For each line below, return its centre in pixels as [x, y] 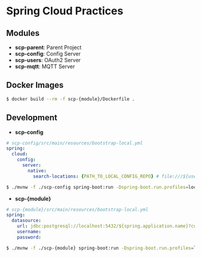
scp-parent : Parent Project [48, 47]
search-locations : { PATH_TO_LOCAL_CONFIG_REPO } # [96, 176]
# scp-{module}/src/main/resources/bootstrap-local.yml [77, 209]
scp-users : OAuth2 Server [48, 60]
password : [29, 237]
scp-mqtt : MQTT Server [45, 66]
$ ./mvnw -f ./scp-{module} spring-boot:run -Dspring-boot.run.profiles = [100, 248]
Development [32, 118]
